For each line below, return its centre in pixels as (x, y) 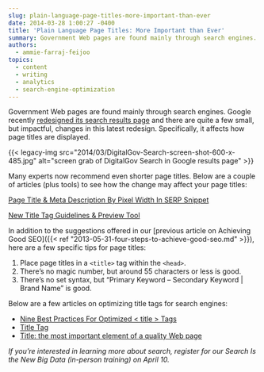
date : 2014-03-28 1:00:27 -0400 (61, 23)
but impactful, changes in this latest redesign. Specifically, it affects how (126, 128)
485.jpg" (23, 161)
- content (31, 67)
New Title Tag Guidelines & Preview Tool (74, 216)
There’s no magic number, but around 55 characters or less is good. (130, 271)
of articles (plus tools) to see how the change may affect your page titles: (128, 185)
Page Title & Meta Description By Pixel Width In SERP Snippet (109, 200)
